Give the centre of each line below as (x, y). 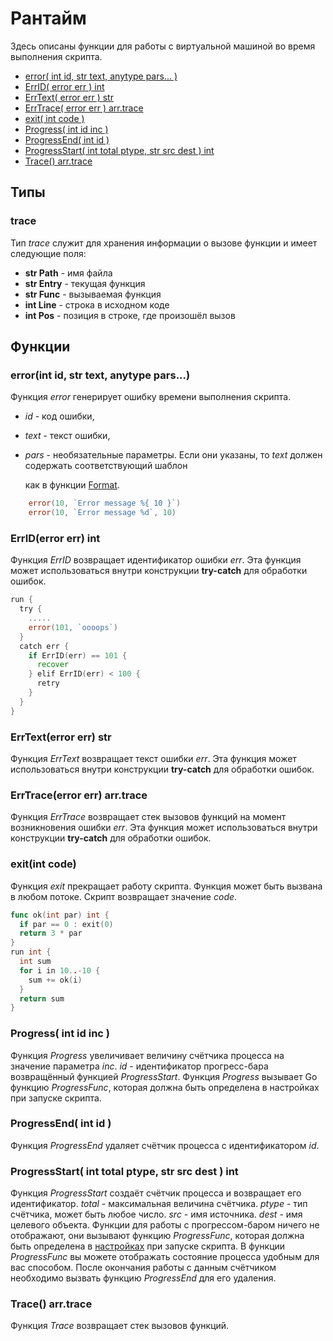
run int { (31, 952)
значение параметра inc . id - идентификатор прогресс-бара (139, 1066)
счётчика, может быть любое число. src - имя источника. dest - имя (156, 1214)
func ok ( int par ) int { (60, 915)
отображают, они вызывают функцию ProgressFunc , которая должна (157, 1236)
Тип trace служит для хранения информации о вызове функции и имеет (164, 243)
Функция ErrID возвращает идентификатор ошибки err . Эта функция (156, 560)
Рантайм (48, 18)
